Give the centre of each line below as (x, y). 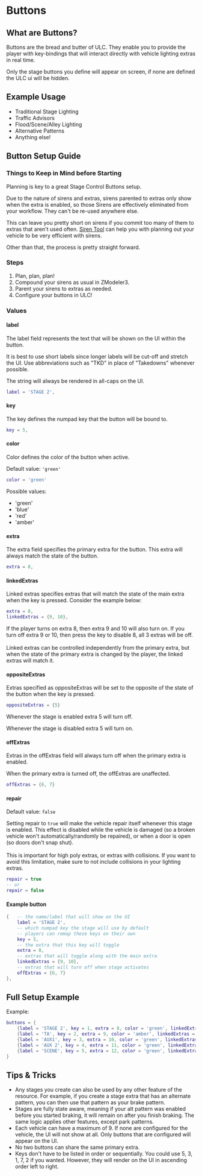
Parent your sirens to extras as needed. (64, 288)
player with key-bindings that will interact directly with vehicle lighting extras (101, 54)
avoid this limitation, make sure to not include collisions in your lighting (93, 862)
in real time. (21, 60)
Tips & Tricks (31, 1075)
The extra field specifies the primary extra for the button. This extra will (95, 550)
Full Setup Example (43, 997)
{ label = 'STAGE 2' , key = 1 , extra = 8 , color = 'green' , (93, 1028)
